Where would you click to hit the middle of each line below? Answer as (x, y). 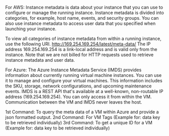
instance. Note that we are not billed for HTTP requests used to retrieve (79, 55)
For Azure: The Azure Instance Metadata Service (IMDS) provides (73, 70)
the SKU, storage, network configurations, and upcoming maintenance (78, 86)
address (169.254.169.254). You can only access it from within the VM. (78, 97)
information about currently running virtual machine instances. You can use (83, 75)
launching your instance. (31, 29)
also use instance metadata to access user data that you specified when (80, 23)
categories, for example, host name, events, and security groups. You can (82, 18)
